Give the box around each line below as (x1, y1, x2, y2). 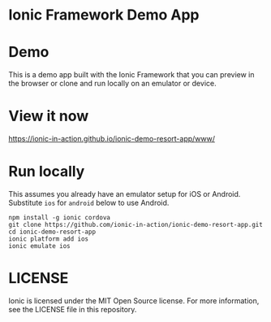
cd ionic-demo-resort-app (8, 228, 96, 236)
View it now (8, 107, 89, 125)
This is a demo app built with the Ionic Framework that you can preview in (8, 70, 255, 80)
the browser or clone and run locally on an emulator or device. (8, 79, 217, 89)
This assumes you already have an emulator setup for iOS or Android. (8, 189, 241, 198)
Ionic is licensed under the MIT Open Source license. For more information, (8, 295, 260, 306)
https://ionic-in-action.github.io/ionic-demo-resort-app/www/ (8, 134, 215, 144)
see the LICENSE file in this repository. (8, 304, 137, 314)
